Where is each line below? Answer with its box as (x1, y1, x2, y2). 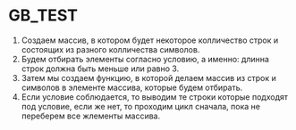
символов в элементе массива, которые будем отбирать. (21, 82, 243, 93)
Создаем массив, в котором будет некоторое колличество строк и (21, 35, 279, 45)
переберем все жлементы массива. (21, 110, 161, 121)
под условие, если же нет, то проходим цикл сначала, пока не (21, 101, 261, 111)
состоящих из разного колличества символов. (21, 44, 200, 54)
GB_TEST (8, 5, 78, 26)
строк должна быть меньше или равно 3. (21, 63, 180, 74)
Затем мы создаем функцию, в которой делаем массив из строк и (21, 72, 276, 83)
